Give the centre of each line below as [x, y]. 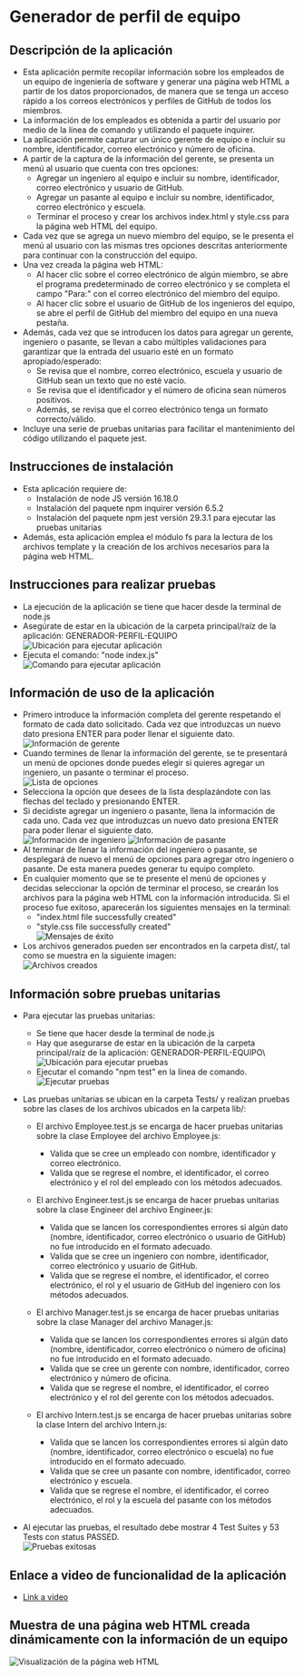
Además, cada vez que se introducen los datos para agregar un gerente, [158, 332]
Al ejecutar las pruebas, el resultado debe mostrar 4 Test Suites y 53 [151, 1527]
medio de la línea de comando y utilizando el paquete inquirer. [139, 130]
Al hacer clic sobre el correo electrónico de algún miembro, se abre [162, 274]
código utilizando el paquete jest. [85, 438]
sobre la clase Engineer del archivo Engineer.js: [124, 1210]
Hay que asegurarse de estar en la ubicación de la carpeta [146, 1043]
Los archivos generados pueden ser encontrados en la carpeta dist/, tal [156, 946]
